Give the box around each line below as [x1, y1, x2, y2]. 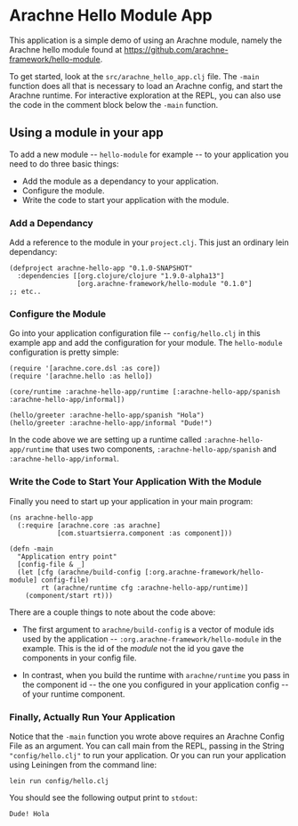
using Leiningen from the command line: [9, 759, 157, 770]
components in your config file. [21, 652, 137, 663]
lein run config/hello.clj [9, 776, 109, 785]
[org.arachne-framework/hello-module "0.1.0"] [77, 280, 253, 289]
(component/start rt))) [25, 591, 114, 600]
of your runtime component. [21, 688, 125, 699]
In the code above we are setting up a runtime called [9, 434, 202, 446]
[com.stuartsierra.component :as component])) [56, 528, 233, 537]
